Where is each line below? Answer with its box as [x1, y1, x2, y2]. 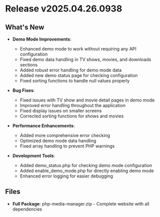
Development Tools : [12, 153, 55, 158]
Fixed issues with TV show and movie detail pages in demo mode [19, 97, 155, 103]
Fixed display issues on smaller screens [19, 108, 102, 113]
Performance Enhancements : [12, 123, 75, 128]
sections [19, 62, 38, 67]
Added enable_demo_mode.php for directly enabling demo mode [19, 168, 154, 173]
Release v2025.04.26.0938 [5, 3, 122, 14]
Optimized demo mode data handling [19, 138, 96, 143]
